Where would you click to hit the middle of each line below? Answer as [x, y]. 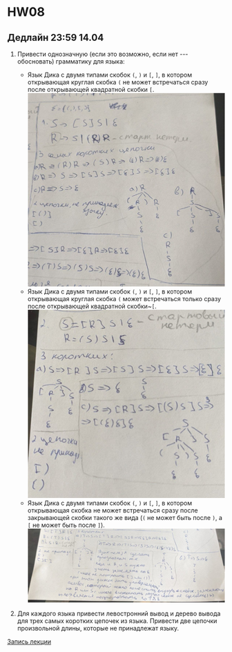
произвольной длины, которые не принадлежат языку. [98, 629]
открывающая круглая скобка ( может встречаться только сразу [124, 298]
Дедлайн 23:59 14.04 [56, 38]
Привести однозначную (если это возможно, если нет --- [103, 54]
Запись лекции [29, 642]
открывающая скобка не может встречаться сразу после [113, 510]
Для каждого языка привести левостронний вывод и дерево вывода [119, 614]
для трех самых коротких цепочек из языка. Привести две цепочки [117, 621]
